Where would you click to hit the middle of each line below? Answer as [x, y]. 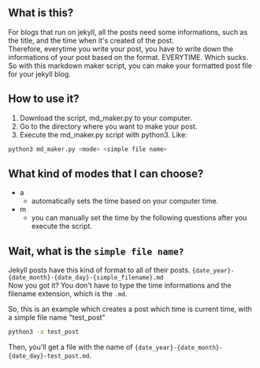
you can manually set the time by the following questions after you [139, 218]
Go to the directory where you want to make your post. [108, 126]
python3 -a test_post [44, 332]
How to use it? [44, 99]
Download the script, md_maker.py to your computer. [106, 118]
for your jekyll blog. [39, 73]
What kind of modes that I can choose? [106, 173]
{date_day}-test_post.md [49, 356]
